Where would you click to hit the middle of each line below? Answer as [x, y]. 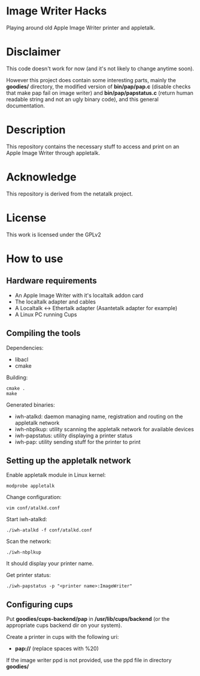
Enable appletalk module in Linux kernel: [56, 475]
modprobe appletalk [31, 486]
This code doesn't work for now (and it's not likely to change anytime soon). [100, 68]
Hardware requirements [51, 281]
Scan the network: [29, 542]
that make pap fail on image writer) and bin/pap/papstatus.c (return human [100, 93]
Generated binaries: [31, 405]
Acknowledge [41, 177]
